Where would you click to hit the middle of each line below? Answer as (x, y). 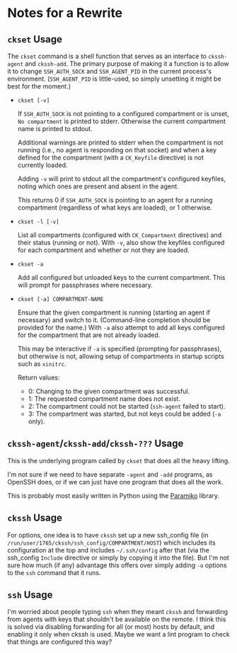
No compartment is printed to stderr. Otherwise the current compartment (122, 121)
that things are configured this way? (60, 642)
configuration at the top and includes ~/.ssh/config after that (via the (109, 550)
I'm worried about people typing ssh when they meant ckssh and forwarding (118, 612)
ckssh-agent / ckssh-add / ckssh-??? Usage (96, 444)
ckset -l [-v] (38, 222)
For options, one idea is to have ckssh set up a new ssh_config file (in (108, 535)
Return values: (39, 377)
